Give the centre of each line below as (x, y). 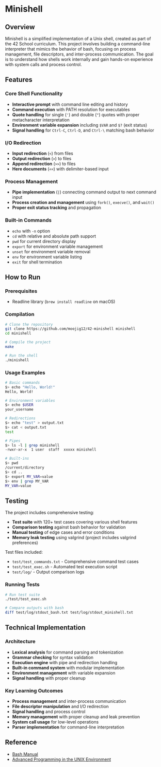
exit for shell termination (37, 262)
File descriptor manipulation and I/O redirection (60, 707)
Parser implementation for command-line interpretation (68, 727)
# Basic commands (23, 383)
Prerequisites (21, 291)
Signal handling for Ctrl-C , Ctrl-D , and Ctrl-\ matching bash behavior (83, 130)
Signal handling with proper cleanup (49, 678)
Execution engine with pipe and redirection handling (65, 662)
